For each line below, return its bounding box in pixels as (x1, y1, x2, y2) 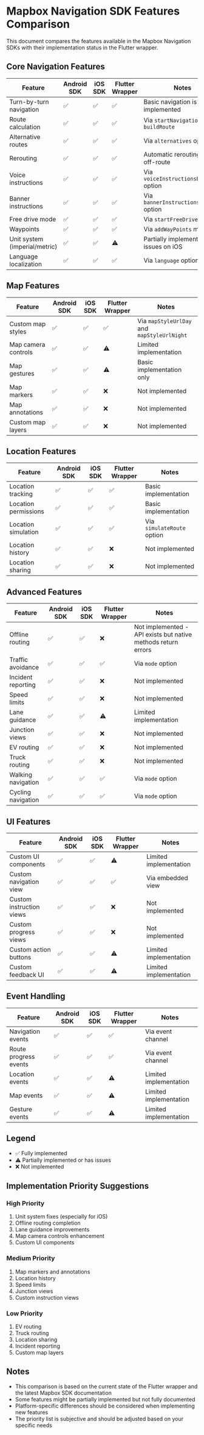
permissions (9, 507, 44, 516)
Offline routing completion (15, 1219, 81, 1227)
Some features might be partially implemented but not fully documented (15, 1395, 195, 1403)
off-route (143, 157, 171, 166)
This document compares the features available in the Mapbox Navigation (6, 37, 191, 45)
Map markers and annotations (15, 1268, 90, 1275)
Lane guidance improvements (15, 1226, 90, 1233)
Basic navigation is (143, 98, 197, 106)
